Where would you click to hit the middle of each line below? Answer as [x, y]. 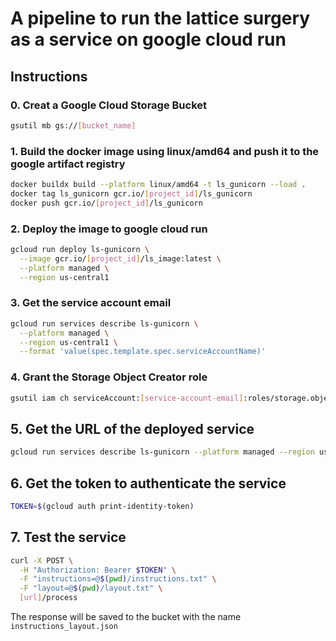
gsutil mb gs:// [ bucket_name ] [73, 125]
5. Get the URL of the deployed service [132, 428]
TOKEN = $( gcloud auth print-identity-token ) [102, 506]
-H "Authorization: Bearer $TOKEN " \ [98, 570]
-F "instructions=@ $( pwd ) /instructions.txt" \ [118, 579]
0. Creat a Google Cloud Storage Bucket [109, 105]
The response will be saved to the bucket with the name [126, 616]
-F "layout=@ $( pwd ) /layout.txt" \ [91, 588]
